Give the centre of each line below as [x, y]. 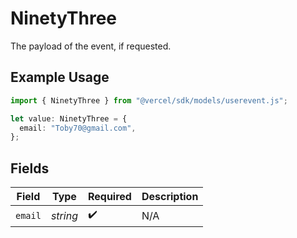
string [64, 215]
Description [170, 197]
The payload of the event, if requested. [91, 46]
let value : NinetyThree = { [69, 118]
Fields [30, 168]
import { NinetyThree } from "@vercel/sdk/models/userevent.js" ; [149, 100]
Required [109, 197]
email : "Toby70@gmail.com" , [78, 128]
